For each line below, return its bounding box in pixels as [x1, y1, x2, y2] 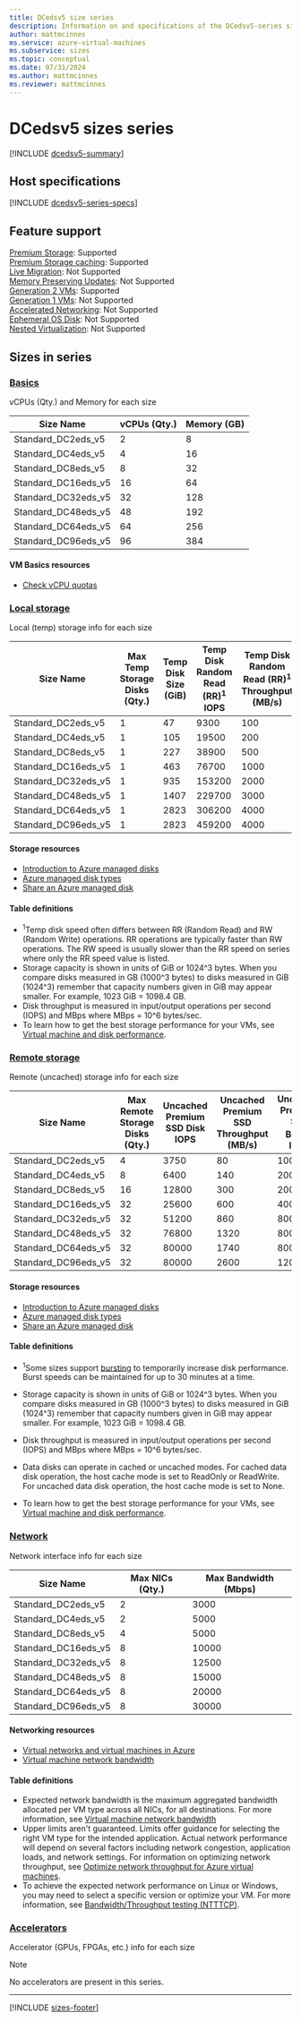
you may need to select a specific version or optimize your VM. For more [21, 1890, 291, 1901]
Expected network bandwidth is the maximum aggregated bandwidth [21, 1794, 278, 1805]
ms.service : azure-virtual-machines [9, 38, 146, 47]
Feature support [9, 223, 101, 238]
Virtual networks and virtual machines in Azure [21, 1744, 195, 1755]
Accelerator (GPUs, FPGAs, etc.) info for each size [9, 1942, 195, 1953]
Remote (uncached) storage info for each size [9, 1072, 179, 1083]
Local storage [9, 602, 70, 614]
